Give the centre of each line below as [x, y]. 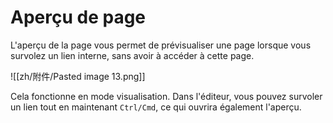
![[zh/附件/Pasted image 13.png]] [78, 76]
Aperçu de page [78, 17]
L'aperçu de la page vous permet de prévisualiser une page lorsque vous [161, 45]
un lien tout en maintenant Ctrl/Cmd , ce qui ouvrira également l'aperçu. [156, 107]
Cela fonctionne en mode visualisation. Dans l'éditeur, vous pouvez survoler [166, 96]
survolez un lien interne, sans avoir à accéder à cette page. [132, 55]
